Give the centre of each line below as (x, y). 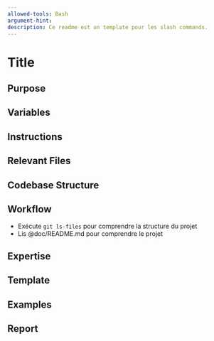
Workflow (30, 209)
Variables (29, 113)
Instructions (35, 137)
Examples (30, 304)
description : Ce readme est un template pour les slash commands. (108, 27)
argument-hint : (30, 21)
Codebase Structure (53, 185)
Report (23, 329)
